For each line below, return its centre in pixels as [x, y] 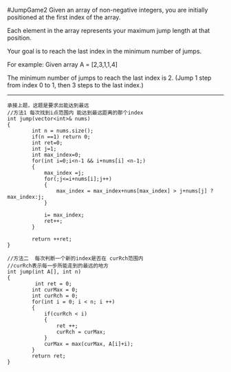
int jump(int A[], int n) [44, 272]
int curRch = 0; [55, 296]
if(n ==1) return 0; [61, 137]
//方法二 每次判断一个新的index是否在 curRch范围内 [75, 259]
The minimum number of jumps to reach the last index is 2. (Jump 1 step [109, 78]
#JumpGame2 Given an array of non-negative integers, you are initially [108, 10]
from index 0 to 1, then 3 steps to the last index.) [76, 85]
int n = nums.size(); [63, 131]
